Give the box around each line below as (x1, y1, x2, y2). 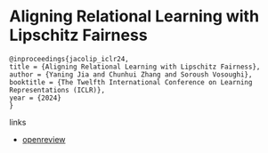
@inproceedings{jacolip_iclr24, (9, 54, 129, 63)
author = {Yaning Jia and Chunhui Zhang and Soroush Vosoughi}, (9, 69, 253, 79)
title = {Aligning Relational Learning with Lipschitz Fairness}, (9, 62, 261, 71)
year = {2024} (9, 93, 62, 102)
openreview (21, 133, 66, 144)
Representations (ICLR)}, (9, 85, 105, 94)
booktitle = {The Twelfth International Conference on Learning (9, 77, 253, 86)
